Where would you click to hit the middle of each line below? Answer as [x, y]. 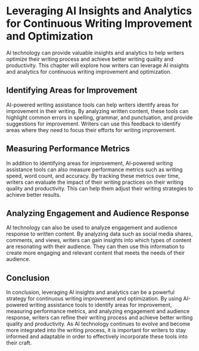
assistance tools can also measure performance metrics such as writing [94, 169]
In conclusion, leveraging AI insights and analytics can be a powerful [90, 292]
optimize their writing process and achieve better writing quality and [90, 59]
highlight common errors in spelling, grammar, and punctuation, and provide [99, 117]
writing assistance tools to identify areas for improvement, [100, 305]
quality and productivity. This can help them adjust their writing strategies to [100, 188]
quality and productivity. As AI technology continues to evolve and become [98, 324]
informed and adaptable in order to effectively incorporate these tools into [97, 337]
